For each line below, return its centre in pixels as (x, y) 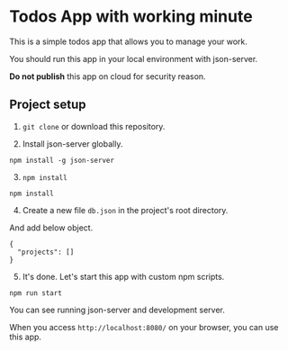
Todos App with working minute (131, 17)
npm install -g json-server (62, 160)
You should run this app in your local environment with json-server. (134, 58)
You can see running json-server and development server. (117, 310)
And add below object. (51, 228)
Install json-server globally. (72, 144)
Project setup (48, 105)
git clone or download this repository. (94, 126)
